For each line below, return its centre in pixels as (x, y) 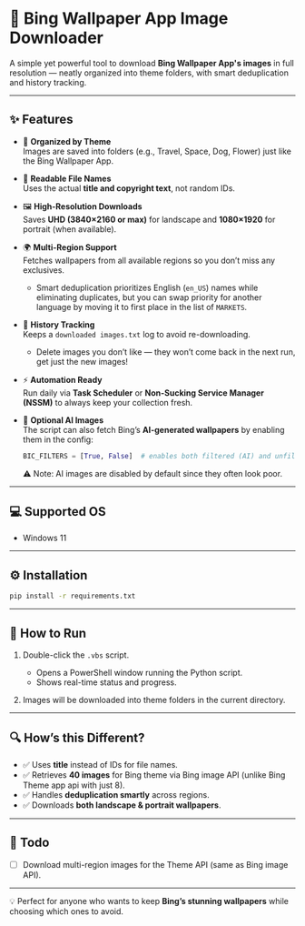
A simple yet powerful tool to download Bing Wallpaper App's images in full (152, 63)
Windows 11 (44, 538)
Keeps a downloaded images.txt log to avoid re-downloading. (137, 334)
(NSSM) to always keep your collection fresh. (108, 402)
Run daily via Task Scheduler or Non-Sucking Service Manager (143, 393)
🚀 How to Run (48, 633)
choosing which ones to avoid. (67, 911)
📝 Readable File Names (67, 178)
